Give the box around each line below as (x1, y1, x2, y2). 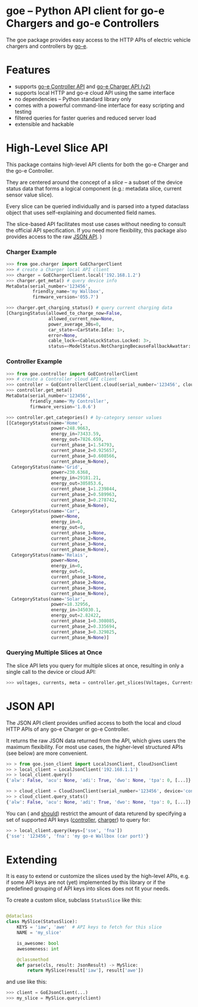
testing (14, 108, 32, 115)
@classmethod (16, 957, 49, 963)
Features (6, 63, 51, 77)
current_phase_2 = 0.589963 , (51, 491, 117, 498)
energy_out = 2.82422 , (51, 612, 101, 619)
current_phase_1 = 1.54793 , (51, 442, 115, 448)
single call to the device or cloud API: (6, 668, 96, 675)
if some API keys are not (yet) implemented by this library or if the (6, 879, 166, 886)
